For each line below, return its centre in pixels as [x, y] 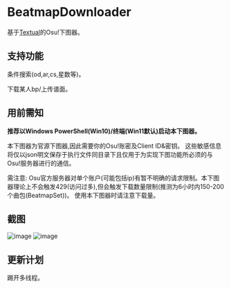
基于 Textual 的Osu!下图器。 [46, 32]
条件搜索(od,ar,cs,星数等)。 [46, 74]
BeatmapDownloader [69, 12]
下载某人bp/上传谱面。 [39, 89]
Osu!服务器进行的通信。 [41, 163]
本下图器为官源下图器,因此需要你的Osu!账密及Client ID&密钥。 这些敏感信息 [114, 146]
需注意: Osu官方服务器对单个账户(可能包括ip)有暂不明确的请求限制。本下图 [113, 178]
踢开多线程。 [25, 278]
